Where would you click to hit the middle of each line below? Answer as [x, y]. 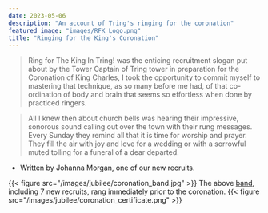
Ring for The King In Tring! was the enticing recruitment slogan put [138, 61]
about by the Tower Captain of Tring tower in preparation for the [134, 69]
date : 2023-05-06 [37, 16]
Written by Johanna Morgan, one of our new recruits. [107, 168]
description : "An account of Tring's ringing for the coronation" [121, 23]
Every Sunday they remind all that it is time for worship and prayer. [137, 136]
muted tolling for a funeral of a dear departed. [104, 152]
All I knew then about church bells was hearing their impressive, [133, 118]
